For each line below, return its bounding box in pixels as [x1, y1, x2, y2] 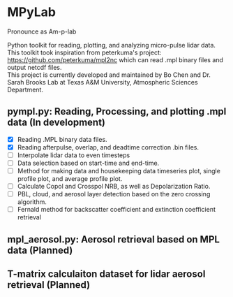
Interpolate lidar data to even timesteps [17, 151, 130, 159]
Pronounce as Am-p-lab [7, 27, 77, 36]
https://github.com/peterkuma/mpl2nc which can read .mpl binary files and [7, 55, 223, 64]
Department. [7, 85, 44, 94]
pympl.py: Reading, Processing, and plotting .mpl [7, 106, 227, 117]
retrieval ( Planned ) [7, 279, 91, 291]
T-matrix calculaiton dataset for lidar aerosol [7, 268, 206, 280]
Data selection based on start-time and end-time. [17, 159, 160, 167]
